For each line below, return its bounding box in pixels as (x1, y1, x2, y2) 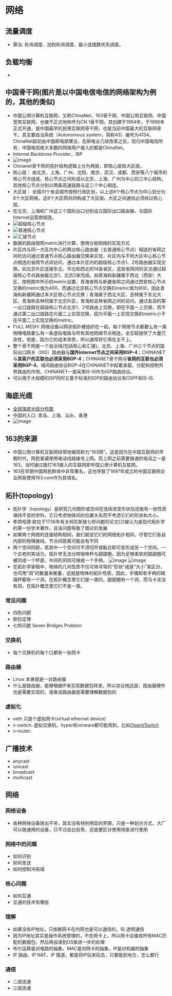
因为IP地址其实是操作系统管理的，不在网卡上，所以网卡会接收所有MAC (12, 932, 163, 938)
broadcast (12, 769, 35, 775)
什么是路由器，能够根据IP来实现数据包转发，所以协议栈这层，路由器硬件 (12, 682, 166, 689)
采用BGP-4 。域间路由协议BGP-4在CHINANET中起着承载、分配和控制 (12, 362, 159, 368)
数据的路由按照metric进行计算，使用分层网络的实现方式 (12, 240, 130, 246)
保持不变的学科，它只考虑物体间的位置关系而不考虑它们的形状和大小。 (12, 512, 162, 518)
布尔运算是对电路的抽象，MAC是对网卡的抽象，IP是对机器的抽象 (12, 945, 149, 951)
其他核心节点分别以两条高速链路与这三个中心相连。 (12, 182, 121, 188)
